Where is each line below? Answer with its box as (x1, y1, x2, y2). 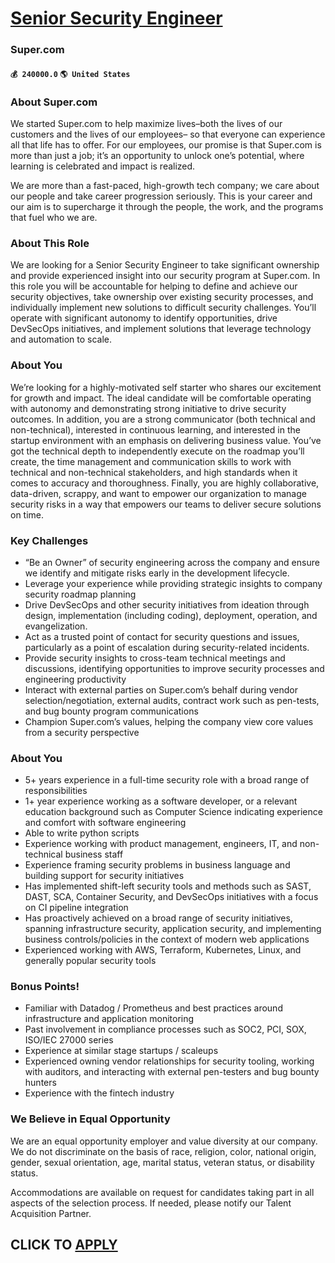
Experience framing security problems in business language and (24, 859, 291, 871)
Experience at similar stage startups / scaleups (24, 1045, 219, 1057)
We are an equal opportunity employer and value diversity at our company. (10, 1135, 318, 1147)
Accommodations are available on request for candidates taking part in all (10, 1186, 315, 1198)
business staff (64, 848, 124, 861)
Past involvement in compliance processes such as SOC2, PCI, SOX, (24, 1023, 307, 1036)
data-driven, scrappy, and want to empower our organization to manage (10, 487, 307, 499)
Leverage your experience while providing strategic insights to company (24, 577, 323, 589)
